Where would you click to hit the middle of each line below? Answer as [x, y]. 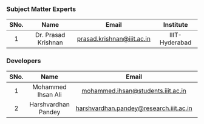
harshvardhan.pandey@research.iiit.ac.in [134, 108]
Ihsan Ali [49, 94]
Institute [175, 25]
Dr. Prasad [50, 35]
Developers [24, 61]
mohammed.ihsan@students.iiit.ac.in [134, 91]
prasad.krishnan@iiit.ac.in [114, 39]
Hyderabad [176, 43]
